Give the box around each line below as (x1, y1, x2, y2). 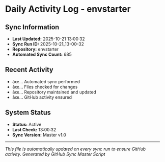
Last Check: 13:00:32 (12, 126, 56, 133)
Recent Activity (5, 66, 54, 74)
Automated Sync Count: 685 (12, 51, 72, 57)
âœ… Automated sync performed (12, 78, 80, 84)
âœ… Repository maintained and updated (12, 89, 97, 95)
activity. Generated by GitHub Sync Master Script (5, 151, 106, 157)
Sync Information (5, 23, 59, 31)
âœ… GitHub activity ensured (12, 94, 72, 100)
